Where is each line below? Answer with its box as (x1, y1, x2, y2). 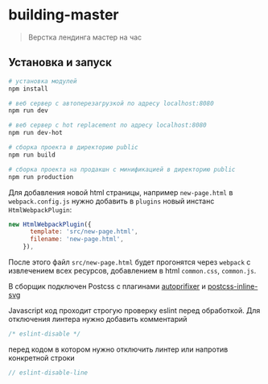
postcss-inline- (208, 282, 258, 291)
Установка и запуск (8, 56, 113, 69)
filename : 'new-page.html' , (29, 236, 125, 244)
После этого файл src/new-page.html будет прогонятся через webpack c (8, 257, 251, 267)
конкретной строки (8, 353, 75, 362)
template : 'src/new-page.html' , (29, 227, 138, 236)
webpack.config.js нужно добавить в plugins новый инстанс (8, 196, 215, 206)
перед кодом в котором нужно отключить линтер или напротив (8, 344, 229, 354)
